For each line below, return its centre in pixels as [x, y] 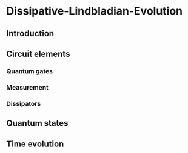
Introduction [30, 34]
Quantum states [37, 123]
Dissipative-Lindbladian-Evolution [95, 11]
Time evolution [35, 144]
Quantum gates [30, 71]
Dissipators [24, 103]
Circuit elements [38, 54]
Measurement [27, 87]
